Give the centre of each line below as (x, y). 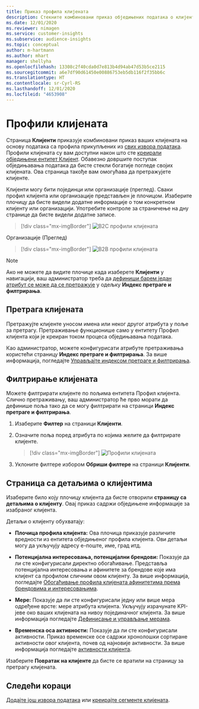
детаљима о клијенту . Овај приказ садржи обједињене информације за (98, 504)
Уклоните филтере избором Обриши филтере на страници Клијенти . (102, 464)
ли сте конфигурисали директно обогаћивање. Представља (91, 563)
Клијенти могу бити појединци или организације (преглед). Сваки (89, 189)
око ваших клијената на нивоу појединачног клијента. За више (106, 613)
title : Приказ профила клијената (47, 12)
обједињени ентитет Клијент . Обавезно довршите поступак (81, 159)
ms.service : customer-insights (45, 34)
